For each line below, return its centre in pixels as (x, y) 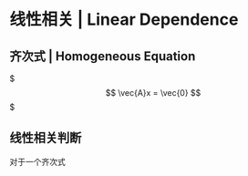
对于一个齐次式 (37, 161)
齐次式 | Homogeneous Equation (103, 56)
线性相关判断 (46, 138)
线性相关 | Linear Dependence (124, 20)
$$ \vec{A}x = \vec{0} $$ (153, 93)
